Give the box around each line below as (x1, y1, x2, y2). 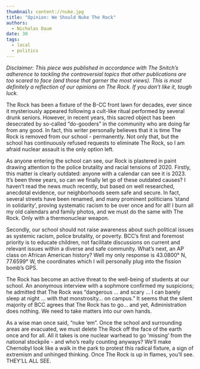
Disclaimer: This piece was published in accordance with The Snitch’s (6, 64, 179, 71)
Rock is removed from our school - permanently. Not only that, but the (6, 133, 179, 140)
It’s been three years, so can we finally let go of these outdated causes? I (6, 176, 186, 183)
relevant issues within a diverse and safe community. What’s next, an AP (6, 245, 184, 252)
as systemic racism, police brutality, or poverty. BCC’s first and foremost (6, 232, 184, 239)
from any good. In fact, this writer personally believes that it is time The (6, 126, 181, 133)
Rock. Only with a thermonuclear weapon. (6, 214, 109, 221)
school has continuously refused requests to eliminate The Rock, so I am (6, 139, 185, 147)
